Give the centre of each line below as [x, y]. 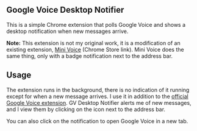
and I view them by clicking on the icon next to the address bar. [86, 109]
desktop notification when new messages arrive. [67, 31]
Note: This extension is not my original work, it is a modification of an [94, 43]
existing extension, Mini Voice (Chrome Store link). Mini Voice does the [95, 49]
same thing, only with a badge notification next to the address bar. [89, 56]
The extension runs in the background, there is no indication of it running [98, 90]
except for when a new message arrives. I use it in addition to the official [98, 96]
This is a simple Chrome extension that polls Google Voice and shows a [96, 24]
